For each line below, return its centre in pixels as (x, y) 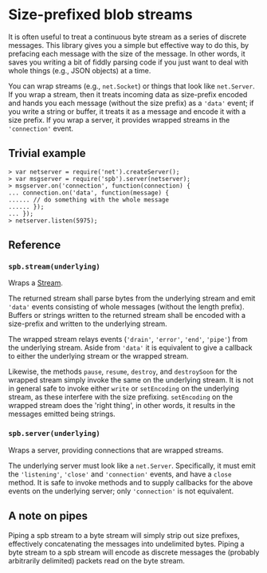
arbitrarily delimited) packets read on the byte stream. (96, 560)
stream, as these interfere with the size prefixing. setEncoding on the (121, 397)
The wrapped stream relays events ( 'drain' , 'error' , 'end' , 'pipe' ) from (128, 339)
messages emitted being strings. (62, 414)
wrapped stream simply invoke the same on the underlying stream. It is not (131, 380)
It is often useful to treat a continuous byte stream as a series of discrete (128, 37)
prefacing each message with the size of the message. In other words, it (127, 53)
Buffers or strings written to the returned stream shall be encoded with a (127, 316)
